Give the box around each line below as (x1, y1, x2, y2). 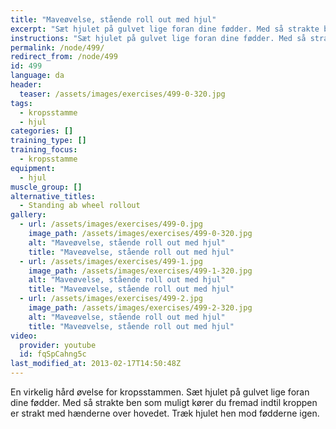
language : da (10, 71, 65, 81)
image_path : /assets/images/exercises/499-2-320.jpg (28, 303, 253, 313)
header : (10, 80, 43, 90)
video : (10, 331, 38, 341)
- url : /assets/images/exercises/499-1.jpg (19, 256, 203, 266)
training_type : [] (10, 136, 87, 146)
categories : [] (10, 126, 74, 136)
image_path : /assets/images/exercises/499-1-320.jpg (28, 266, 253, 276)
